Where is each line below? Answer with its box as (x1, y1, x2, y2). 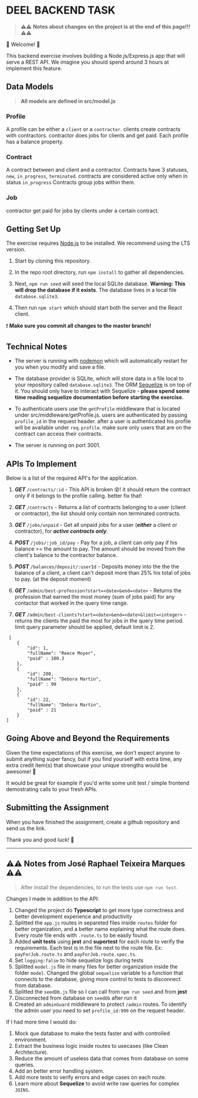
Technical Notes (6, 342, 68, 352)
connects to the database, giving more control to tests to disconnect (14, 975, 181, 982)
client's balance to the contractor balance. (14, 552, 118, 559)
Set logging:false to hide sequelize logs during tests (14, 956, 144, 963)
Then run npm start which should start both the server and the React (14, 304, 182, 312)
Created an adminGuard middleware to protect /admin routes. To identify (14, 1001, 187, 1008)
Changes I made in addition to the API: (6, 895, 99, 902)
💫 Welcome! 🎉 (6, 41, 40, 48)
